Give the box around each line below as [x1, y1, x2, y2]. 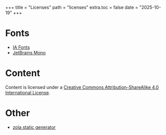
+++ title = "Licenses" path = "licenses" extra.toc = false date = [5, 5, 138, 10]
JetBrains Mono [12, 49, 46, 55]
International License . [5, 89, 51, 95]
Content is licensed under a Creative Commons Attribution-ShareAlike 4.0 [5, 84, 159, 90]
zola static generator [12, 124, 56, 130]
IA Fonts [12, 44, 30, 50]
